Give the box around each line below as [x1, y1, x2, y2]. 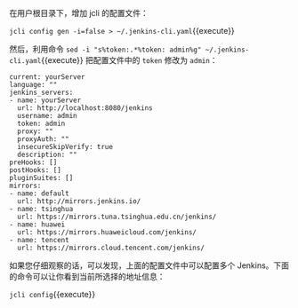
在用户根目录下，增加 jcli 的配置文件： [9, 8, 149, 18]
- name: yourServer [9, 96, 82, 105]
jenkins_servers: [9, 88, 74, 97]
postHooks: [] [9, 166, 62, 175]
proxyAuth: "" [17, 135, 69, 144]
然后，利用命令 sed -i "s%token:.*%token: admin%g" [9, 43, 202, 54]
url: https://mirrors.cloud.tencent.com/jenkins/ [17, 243, 205, 252]
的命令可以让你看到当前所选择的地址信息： [9, 272, 165, 281]
